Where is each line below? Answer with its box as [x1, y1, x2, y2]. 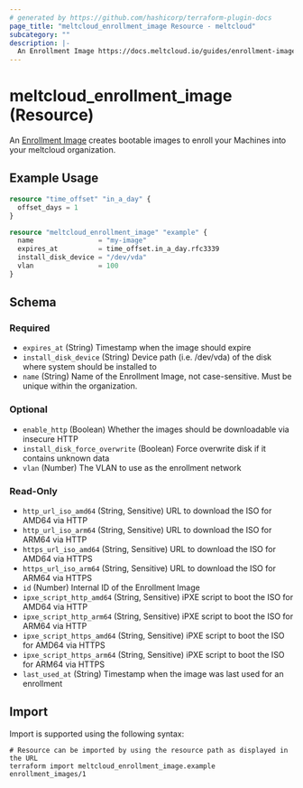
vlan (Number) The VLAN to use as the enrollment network [22, 462, 242, 473]
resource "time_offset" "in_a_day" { [9, 194, 151, 203]
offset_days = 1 [17, 202, 78, 212]
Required [9, 322, 50, 334]
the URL [9, 754, 39, 763]
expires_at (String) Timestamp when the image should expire [22, 342, 252, 353]
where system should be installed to [22, 361, 158, 372]
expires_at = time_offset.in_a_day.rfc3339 [17, 245, 220, 254]
